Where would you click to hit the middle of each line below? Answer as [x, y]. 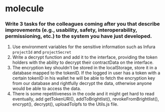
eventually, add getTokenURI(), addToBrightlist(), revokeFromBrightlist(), [85, 99]
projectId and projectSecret [42, 52]
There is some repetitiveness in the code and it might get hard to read [83, 94]
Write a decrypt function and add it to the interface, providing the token [85, 57]
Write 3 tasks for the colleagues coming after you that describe [82, 24]
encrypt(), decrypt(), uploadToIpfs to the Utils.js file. [65, 104]
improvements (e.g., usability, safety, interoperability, [71, 30]
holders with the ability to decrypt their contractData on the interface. [83, 62]
